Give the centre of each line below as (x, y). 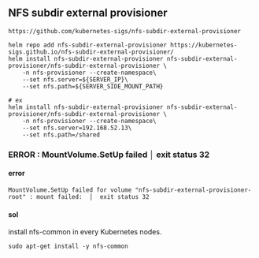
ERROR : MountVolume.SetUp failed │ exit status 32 (109, 155)
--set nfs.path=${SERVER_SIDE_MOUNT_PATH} (93, 86)
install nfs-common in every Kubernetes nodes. (85, 232)
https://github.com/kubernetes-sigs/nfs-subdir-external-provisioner (125, 31)
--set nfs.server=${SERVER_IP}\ (75, 79)
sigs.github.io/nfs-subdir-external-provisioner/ (91, 52)
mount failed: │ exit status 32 (93, 196)
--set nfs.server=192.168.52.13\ (77, 128)
